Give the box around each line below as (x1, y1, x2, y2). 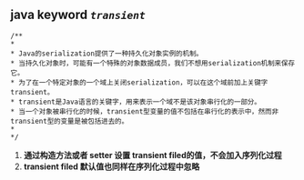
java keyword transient (10, 7, 146, 23)
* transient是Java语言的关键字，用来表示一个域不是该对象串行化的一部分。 (10, 97, 262, 106)
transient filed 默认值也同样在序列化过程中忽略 (23, 161, 200, 172)
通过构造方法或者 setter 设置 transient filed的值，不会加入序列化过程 (23, 149, 282, 160)
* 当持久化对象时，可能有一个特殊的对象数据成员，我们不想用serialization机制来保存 (10, 58, 295, 67)
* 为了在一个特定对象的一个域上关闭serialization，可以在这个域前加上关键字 (10, 77, 269, 87)
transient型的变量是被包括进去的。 (10, 116, 129, 125)
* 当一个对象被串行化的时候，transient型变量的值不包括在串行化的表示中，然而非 (10, 106, 279, 116)
